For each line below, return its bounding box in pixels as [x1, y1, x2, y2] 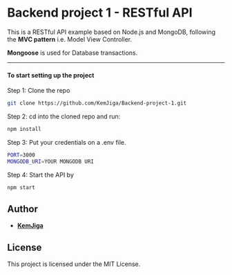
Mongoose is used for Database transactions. [7, 48, 138, 57]
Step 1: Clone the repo [7, 87, 70, 95]
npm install [7, 126, 41, 133]
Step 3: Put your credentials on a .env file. [7, 138, 126, 146]
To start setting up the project [7, 71, 95, 79]
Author [7, 203, 38, 215]
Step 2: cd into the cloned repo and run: [7, 112, 121, 121]
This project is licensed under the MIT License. [7, 260, 141, 268]
